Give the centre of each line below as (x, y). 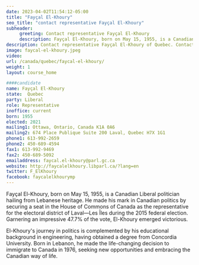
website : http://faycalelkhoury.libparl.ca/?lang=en (73, 166)
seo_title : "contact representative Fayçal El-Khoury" (75, 23)
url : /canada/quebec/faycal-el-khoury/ (55, 61)
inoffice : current (29, 111)
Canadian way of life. (32, 256)
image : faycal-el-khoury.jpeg (44, 51)
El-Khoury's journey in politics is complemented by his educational (87, 231)
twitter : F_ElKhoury (32, 172)
